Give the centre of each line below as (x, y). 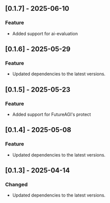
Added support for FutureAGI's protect (52, 114)
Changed (17, 185)
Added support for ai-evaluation (45, 33)
